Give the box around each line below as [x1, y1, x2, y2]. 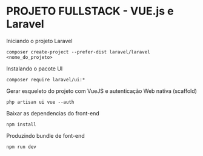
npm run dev [6, 144, 36, 150]
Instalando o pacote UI [6, 65, 63, 72]
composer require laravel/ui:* [6, 76, 85, 83]
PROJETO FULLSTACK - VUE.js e [6, 4, 174, 18]
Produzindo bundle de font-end [6, 132, 85, 139]
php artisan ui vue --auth [6, 99, 75, 105]
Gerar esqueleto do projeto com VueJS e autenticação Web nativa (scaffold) [6, 87, 197, 95]
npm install [6, 121, 36, 127]
